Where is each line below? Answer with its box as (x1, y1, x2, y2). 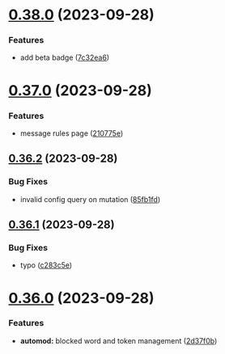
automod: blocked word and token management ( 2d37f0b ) (19, 335, 218, 345)
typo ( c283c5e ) (19, 260, 73, 270)
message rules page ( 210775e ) (19, 128, 124, 138)
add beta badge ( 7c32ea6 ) (19, 53, 110, 62)
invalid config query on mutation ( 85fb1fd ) (19, 194, 161, 204)
